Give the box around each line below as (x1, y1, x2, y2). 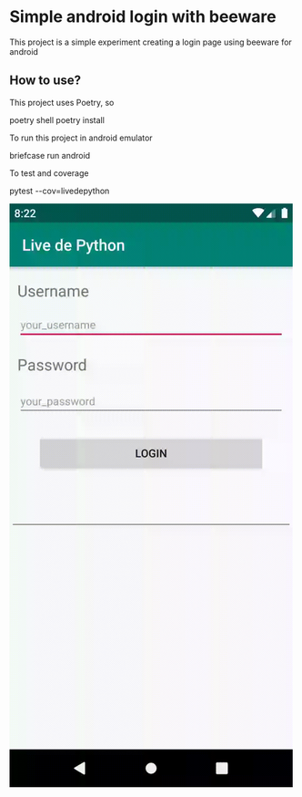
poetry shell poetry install (9, 114, 105, 125)
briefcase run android (9, 150, 91, 160)
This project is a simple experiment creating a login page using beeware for (9, 36, 293, 47)
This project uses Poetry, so (9, 97, 115, 108)
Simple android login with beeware (9, 6, 277, 27)
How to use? (9, 73, 82, 88)
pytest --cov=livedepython (9, 185, 110, 196)
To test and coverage (9, 167, 89, 179)
